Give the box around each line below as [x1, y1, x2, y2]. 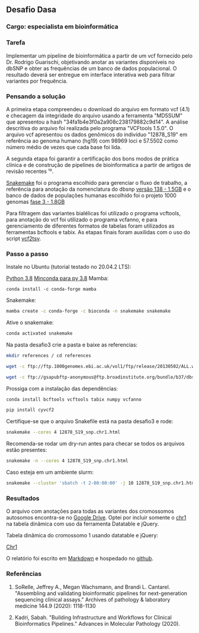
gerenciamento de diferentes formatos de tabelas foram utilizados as [6, 222, 175, 229]
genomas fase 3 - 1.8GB [6, 198, 65, 205]
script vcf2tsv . [6, 235, 41, 242]
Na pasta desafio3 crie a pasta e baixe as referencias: [6, 341, 138, 348]
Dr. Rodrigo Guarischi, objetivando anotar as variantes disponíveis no [6, 58, 175, 65]
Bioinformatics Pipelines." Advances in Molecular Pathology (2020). [14, 620, 181, 627]
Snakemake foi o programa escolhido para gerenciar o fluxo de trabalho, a [6, 179, 188, 186]
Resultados [6, 494, 40, 502]
